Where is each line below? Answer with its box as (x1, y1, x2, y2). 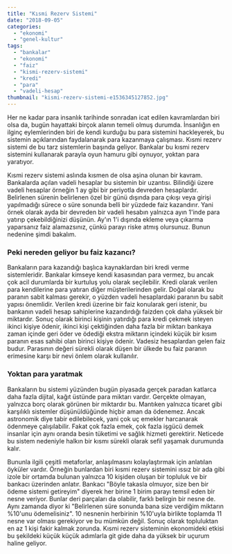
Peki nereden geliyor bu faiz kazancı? (7, 247, 136, 257)
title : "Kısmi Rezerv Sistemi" (7, 10, 98, 17)
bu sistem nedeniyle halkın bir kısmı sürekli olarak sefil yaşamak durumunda (7, 437, 224, 445)
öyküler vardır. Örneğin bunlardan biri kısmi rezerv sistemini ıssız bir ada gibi (7, 465, 225, 473)
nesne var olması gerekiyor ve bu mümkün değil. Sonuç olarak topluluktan (7, 516, 218, 525)
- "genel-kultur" (13, 36, 64, 43)
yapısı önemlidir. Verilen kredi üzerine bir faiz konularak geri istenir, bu (7, 300, 208, 309)
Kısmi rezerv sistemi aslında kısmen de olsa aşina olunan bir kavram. (7, 171, 203, 179)
